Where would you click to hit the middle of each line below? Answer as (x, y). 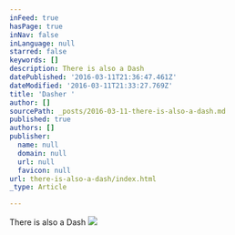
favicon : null (44, 170)
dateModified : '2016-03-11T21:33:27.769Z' (91, 86)
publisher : (30, 137)
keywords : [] (34, 60)
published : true (40, 119)
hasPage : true (36, 26)
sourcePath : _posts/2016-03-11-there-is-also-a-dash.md (117, 111)
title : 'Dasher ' (42, 94)
